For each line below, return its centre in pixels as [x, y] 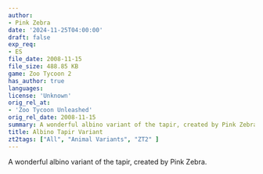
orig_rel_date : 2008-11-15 [52, 118]
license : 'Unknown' [40, 96]
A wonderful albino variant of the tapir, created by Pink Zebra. [108, 161]
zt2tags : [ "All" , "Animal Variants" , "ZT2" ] [83, 139]
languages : [26, 88]
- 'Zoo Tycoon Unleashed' [50, 111]
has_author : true [36, 81]
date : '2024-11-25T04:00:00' [56, 30]
